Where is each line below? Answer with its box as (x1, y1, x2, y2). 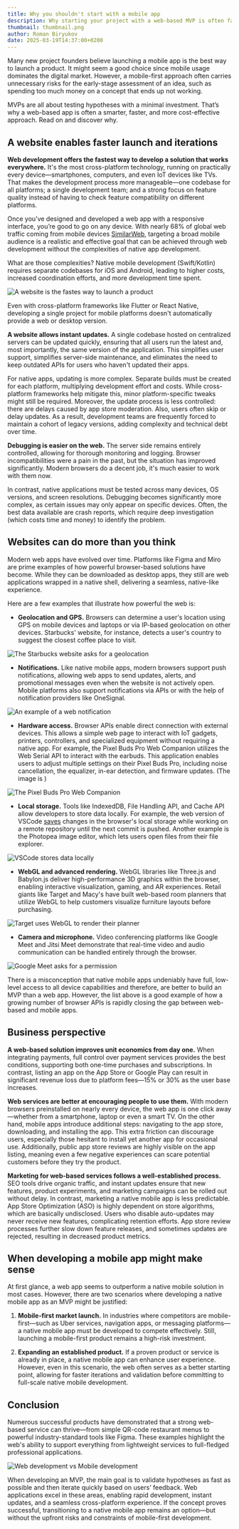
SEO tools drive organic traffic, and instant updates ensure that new (7, 1178, 206, 1187)
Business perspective (7, 1027, 106, 1039)
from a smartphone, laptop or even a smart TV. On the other (39, 1112, 215, 1121)
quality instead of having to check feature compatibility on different (7, 193, 205, 202)
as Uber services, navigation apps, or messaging (51, 1319, 195, 1327)
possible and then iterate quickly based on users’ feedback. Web (7, 1483, 198, 1492)
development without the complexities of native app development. (7, 244, 201, 253)
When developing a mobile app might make (7, 1252, 203, 1265)
